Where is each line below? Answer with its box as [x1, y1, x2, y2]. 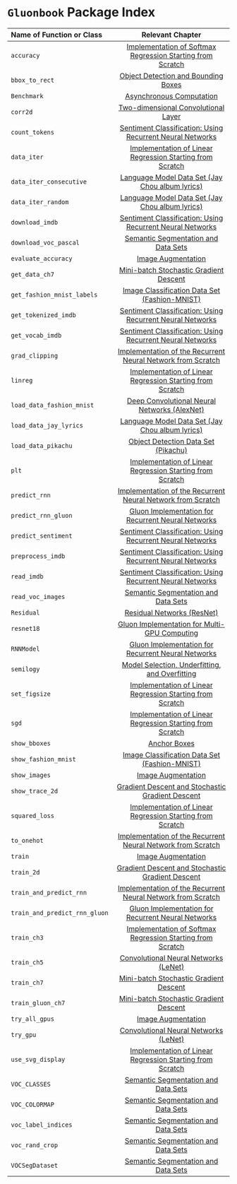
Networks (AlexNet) [138, 404, 205, 414]
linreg [11, 376, 33, 384]
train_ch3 [11, 933, 44, 942]
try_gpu [11, 1031, 37, 1038]
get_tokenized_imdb [11, 311, 76, 319]
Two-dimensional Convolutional [118, 102, 225, 112]
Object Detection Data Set [128, 436, 215, 446]
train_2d [11, 868, 40, 876]
